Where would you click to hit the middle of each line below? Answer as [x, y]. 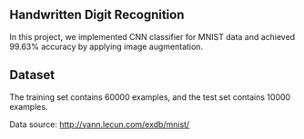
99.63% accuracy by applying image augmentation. [106, 46]
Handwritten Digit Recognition [97, 15]
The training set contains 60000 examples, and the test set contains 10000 [150, 97]
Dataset [32, 75]
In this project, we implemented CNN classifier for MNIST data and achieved [152, 36]
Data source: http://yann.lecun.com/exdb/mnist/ [100, 124]
